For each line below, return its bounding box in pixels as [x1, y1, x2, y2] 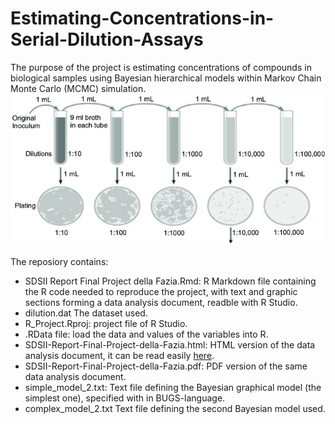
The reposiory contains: [10, 256, 109, 268]
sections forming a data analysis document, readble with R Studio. [24, 297, 298, 309]
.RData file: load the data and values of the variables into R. [24, 328, 269, 341]
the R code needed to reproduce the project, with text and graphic [24, 286, 298, 298]
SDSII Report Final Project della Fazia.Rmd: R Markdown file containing [24, 275, 317, 287]
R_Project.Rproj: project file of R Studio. [24, 318, 188, 330]
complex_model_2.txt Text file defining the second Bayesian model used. [24, 403, 326, 415]
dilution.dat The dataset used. [24, 307, 148, 319]
